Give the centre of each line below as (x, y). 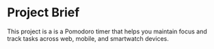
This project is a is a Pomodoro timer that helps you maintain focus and (107, 31)
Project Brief (43, 13)
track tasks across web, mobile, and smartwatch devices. (88, 38)
